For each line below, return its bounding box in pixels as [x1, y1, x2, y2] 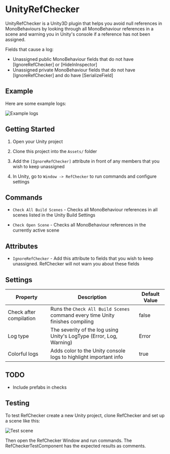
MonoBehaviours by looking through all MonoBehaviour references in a [5, 25, 154, 31]
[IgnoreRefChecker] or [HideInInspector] [12, 61, 98, 67]
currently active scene [12, 227, 60, 234]
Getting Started [5, 125, 55, 134]
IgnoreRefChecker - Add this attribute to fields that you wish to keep [12, 255, 153, 261]
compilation [8, 315, 36, 322]
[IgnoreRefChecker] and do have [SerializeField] [12, 72, 114, 78]
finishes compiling [50, 318, 94, 325]
